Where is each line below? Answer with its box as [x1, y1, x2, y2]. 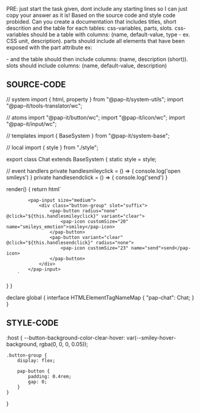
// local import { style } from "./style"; [6, 144, 99, 151]
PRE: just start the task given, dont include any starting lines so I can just [6, 5, 188, 12]
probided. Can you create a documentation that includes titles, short [6, 18, 177, 25]
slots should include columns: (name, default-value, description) [6, 62, 167, 69]
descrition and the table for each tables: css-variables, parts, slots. [6, 24, 174, 32]
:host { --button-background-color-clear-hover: [6, 334, 125, 341]
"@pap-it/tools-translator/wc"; [6, 102, 83, 109]
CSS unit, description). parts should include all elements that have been [6, 38, 185, 44]
